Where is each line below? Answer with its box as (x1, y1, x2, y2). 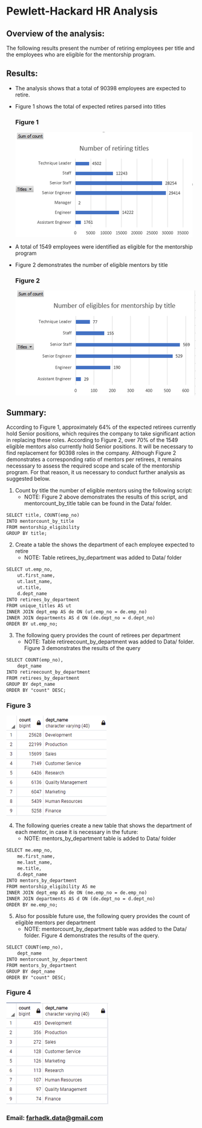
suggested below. (6, 475, 51, 483)
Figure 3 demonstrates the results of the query (24, 645, 141, 652)
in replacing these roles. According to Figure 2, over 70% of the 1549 (6, 437, 178, 444)
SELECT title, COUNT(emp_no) (6, 512, 80, 519)
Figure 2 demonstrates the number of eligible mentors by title (15, 261, 168, 269)
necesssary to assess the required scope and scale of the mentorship (6, 462, 180, 469)
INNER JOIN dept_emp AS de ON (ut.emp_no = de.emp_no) (6, 609, 148, 615)
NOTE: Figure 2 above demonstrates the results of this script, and (24, 493, 188, 501)
